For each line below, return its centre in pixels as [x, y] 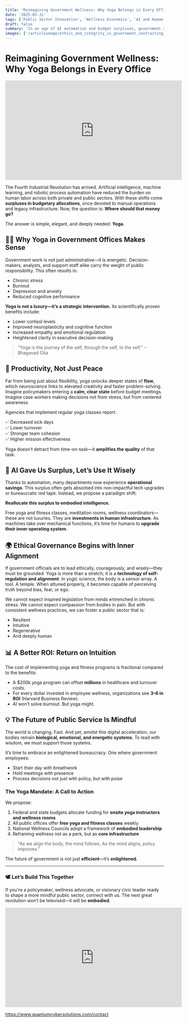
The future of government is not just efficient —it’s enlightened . [71, 859]
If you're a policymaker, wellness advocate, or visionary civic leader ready [82, 890]
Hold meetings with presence [43, 773]
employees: [17, 758]
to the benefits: [21, 673]
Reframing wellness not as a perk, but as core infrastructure [76, 834]
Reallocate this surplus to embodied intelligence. [57, 503]
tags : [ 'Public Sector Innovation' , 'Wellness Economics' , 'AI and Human [84, 19]
